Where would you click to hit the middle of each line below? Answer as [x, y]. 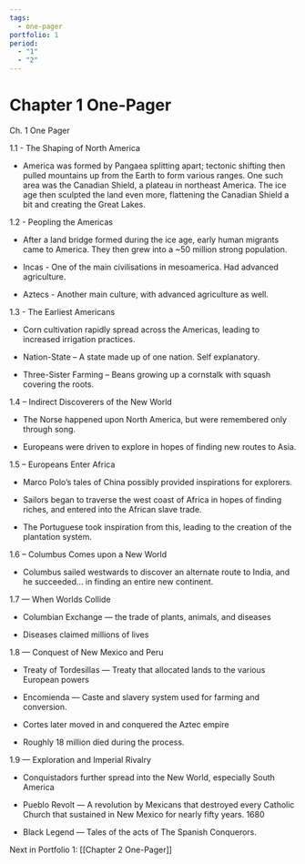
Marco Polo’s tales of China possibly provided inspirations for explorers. [158, 482]
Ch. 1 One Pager [40, 130]
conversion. [45, 706]
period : [24, 43]
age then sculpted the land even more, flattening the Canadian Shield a [156, 194]
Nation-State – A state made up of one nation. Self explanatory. [141, 357]
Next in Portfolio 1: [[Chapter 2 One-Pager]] [91, 849]
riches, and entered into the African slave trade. [112, 509]
